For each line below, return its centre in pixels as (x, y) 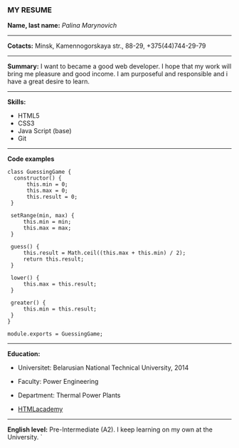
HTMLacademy (40, 409)
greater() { (28, 303)
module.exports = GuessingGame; (55, 334)
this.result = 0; (52, 197)
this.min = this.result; (60, 309)
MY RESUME (30, 10)
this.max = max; (47, 228)
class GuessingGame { (39, 172)
